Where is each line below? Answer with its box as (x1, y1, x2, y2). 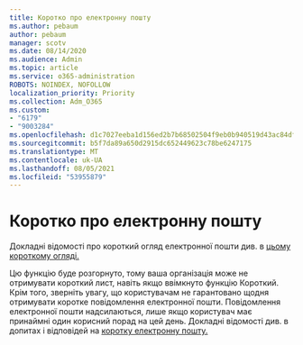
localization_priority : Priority (9, 88, 135, 97)
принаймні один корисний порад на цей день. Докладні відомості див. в (9, 316, 289, 327)
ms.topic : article (9, 64, 78, 73)
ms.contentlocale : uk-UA (9, 155, 103, 165)
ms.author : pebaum (9, 22, 78, 31)
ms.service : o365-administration (9, 72, 135, 81)
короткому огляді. (9, 250, 79, 261)
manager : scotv (9, 38, 67, 48)
